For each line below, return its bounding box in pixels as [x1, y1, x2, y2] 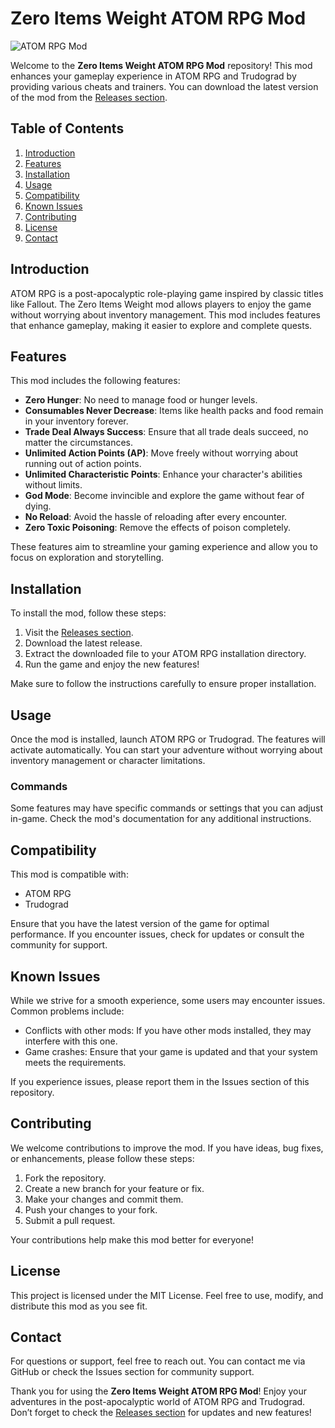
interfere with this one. [24, 1035, 118, 1047]
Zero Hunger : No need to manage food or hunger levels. [24, 394, 258, 406]
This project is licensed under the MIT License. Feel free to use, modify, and [10, 1289, 324, 1301]
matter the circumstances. [24, 437, 133, 449]
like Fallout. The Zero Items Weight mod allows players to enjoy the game [10, 298, 312, 310]
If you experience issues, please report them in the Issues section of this [10, 1075, 310, 1087]
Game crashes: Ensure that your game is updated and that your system [24, 1045, 318, 1057]
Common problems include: [10, 1005, 125, 1017]
